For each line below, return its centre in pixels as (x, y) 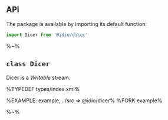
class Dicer (28, 64)
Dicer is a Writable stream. (38, 77)
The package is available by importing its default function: (77, 24)
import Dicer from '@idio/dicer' (47, 35)
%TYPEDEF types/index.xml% (43, 89)
